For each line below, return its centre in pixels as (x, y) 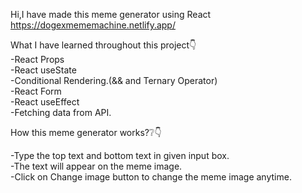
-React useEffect (45, 102)
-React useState (43, 70)
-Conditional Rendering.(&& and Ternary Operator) (114, 80)
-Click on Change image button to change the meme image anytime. (151, 177)
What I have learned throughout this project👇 (103, 45)
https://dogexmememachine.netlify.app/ (93, 25)
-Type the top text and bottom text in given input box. (120, 155)
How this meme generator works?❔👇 (86, 132)
